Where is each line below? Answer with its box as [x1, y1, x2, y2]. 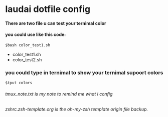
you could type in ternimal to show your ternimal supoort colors [5, 69, 163, 76]
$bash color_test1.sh [5, 42, 51, 48]
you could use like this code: [5, 31, 66, 38]
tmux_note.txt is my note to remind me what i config [5, 91, 113, 97]
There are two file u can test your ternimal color [5, 20, 106, 26]
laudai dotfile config [5, 3, 91, 15]
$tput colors [5, 81, 33, 86]
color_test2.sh [12, 56, 42, 63]
